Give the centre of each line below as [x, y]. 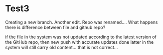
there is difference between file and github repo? [55, 27]
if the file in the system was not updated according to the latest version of [81, 37]
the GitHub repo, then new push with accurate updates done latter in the [80, 42]
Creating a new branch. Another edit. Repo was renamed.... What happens [81, 22]
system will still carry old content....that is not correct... [62, 47]
